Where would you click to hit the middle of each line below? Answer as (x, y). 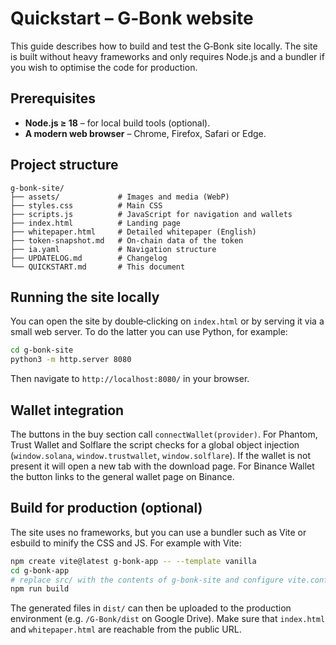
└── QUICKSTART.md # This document (98, 267)
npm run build (40, 589)
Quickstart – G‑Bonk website (132, 18)
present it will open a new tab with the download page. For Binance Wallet (162, 466)
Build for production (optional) (106, 508)
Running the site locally (85, 297)
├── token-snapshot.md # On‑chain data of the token (127, 240)
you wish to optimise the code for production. (104, 67)
